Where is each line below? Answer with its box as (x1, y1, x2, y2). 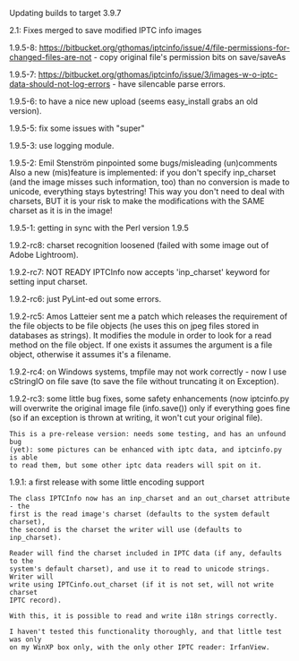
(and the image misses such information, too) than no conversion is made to (9, 176, 290, 187)
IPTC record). (9, 596, 63, 605)
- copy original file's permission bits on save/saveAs (93, 52, 286, 62)
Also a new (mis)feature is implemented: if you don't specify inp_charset (9, 167, 276, 177)
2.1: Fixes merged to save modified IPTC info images (9, 25, 202, 35)
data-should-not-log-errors (9, 79, 111, 89)
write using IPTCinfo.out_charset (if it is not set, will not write (9, 580, 275, 589)
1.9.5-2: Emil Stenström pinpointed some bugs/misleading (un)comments (9, 158, 278, 168)
